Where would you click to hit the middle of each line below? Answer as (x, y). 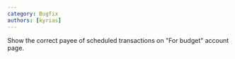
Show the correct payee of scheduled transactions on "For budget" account (118, 40)
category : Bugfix (33, 14)
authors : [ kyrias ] (34, 20)
